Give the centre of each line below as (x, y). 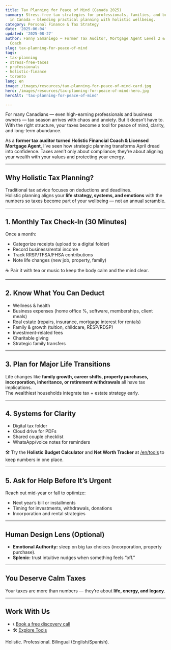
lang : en (15, 81)
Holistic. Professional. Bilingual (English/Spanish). (57, 642)
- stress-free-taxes (27, 62)
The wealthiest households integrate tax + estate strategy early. (72, 393)
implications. (19, 387)
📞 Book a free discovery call (41, 624)
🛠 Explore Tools (30, 630)
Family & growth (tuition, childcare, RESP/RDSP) (63, 327)
